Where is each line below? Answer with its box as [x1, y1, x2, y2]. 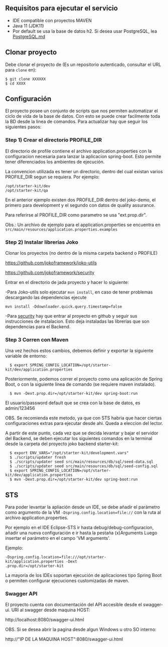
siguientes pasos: [5, 124, 42, 130]
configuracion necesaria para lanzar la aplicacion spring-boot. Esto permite [5, 153, 161, 159]
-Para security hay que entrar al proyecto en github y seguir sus [5, 313, 137, 319]
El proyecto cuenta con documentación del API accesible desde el [5, 602, 142, 608]
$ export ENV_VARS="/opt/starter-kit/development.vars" [10, 451, 129, 456]
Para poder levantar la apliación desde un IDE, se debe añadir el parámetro [5, 504, 160, 510]
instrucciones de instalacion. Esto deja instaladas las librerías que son [5, 318, 149, 324]
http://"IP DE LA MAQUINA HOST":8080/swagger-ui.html [5, 636, 123, 642]
